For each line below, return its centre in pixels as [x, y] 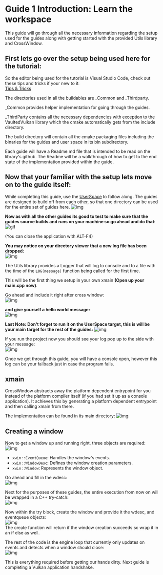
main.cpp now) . [21, 285]
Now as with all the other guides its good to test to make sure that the [77, 216]
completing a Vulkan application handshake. [50, 567]
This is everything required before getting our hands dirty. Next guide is [77, 562]
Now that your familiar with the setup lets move [79, 177]
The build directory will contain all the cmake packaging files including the [80, 137]
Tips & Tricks [18, 88]
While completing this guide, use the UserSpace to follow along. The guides [81, 196]
